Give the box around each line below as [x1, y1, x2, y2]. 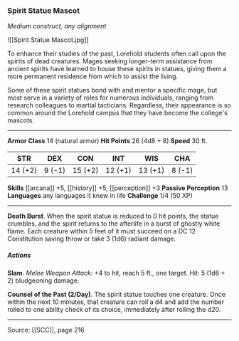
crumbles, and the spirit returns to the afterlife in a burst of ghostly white [7, 219, 221, 228]
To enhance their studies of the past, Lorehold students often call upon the [7, 49, 226, 58]
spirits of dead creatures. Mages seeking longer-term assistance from [7, 57, 213, 65]
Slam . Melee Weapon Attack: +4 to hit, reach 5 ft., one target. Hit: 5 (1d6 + [7, 269, 225, 278]
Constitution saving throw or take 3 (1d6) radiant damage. [7, 234, 176, 243]
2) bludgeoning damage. [7, 276, 80, 285]
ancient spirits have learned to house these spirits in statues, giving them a [7, 65, 227, 73]
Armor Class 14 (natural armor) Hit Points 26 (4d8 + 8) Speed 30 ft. [7, 137, 208, 145]
